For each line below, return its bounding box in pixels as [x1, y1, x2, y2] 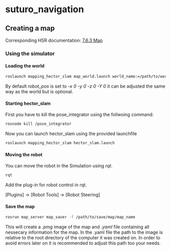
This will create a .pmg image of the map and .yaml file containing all [5, 224, 150, 230]
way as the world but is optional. [5, 89, 74, 95]
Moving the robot [5, 151, 43, 157]
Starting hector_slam [5, 100, 51, 106]
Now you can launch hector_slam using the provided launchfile [5, 131, 137, 137]
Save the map [5, 203, 35, 209]
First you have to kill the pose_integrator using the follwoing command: [5, 111, 154, 118]
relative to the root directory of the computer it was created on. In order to [5, 235, 160, 241]
